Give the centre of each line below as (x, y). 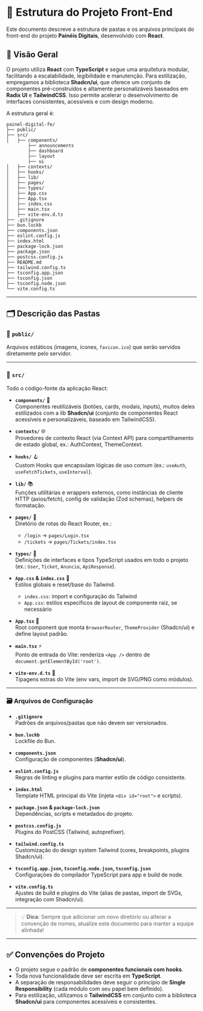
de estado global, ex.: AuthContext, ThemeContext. (79, 444)
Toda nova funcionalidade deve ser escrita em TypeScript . (88, 976)
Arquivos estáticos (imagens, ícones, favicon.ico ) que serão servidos (94, 347)
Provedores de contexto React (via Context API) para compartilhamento (104, 438)
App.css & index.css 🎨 (42, 578)
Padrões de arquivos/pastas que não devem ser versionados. (91, 723)
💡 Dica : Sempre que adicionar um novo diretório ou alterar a (96, 917)
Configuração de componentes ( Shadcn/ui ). (70, 759)
